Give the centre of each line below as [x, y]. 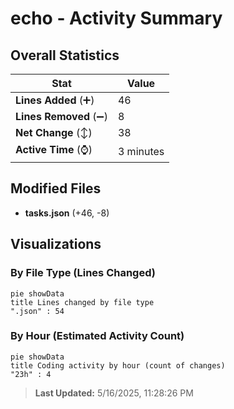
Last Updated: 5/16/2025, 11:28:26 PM [114, 393]
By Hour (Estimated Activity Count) [97, 336]
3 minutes [141, 151]
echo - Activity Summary [116, 18]
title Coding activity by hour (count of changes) [118, 365]
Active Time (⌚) [54, 149]
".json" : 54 [37, 311]
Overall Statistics [65, 55]
